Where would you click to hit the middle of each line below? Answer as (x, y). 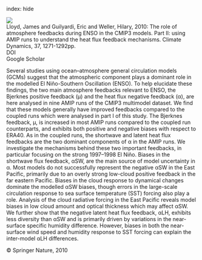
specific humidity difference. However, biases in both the (98, 225)
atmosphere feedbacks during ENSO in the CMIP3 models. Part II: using (96, 33)
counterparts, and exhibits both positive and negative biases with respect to (101, 129)
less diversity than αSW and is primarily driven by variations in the (89, 219)
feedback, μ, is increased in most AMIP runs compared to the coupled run (99, 122)
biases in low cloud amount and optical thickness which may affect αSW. (97, 206)
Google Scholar (26, 59)
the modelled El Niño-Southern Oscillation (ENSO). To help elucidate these (99, 84)
